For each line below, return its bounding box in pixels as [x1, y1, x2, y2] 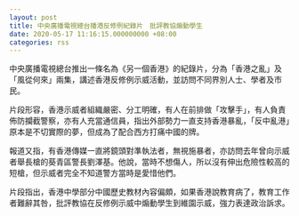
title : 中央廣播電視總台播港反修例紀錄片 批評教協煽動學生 [9, 21, 203, 30]
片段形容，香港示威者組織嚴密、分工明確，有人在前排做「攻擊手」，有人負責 [9, 104, 287, 116]
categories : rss [9, 37, 69, 47]
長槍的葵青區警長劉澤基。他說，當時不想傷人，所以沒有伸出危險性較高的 [24, 156, 290, 167]
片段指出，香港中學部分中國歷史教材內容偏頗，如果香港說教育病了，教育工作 [9, 187, 290, 197]
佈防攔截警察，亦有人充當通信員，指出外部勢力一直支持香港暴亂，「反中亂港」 [9, 116, 290, 126]
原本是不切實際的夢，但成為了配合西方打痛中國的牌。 [9, 126, 205, 138]
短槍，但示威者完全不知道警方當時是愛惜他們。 [9, 168, 181, 179]
